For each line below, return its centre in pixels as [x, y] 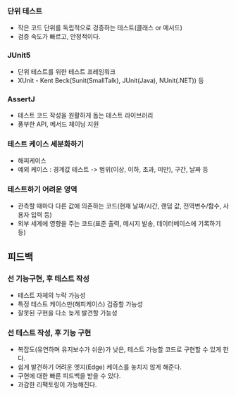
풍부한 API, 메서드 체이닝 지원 [58, 124]
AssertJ [21, 99]
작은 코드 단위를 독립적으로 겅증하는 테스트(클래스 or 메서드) [100, 28]
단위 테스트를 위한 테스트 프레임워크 [67, 71]
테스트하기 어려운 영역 [42, 189]
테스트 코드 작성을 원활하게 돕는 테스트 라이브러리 [85, 115]
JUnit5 [19, 56]
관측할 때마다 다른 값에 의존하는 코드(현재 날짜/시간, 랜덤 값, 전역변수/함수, [119, 206]
